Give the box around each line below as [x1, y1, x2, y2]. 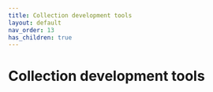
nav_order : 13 [8, 26, 55, 34]
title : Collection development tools [8, 11, 133, 20]
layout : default [8, 19, 62, 27]
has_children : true [8, 33, 73, 42]
